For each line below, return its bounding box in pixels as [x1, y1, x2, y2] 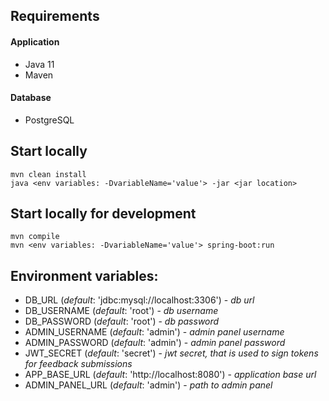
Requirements [10, 8, 100, 25]
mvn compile [10, 232, 60, 242]
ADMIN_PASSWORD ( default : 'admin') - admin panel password [24, 337, 286, 349]
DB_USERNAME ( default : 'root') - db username [24, 305, 219, 317]
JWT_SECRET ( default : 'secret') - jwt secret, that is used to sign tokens [24, 347, 319, 359]
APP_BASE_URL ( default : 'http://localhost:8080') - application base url [24, 369, 317, 381]
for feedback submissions [24, 358, 133, 370]
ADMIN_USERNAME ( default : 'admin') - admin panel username [24, 326, 285, 338]
